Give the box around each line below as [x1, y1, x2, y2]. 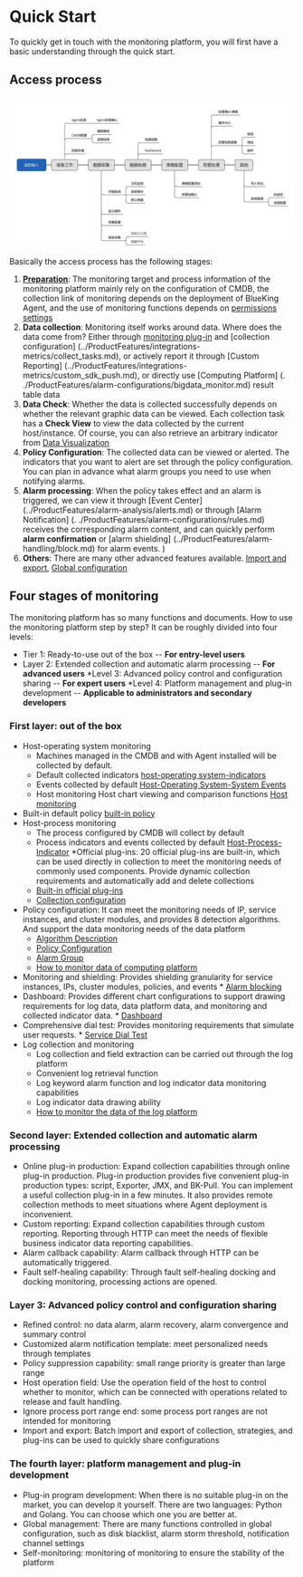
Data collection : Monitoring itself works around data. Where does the [22, 322, 282, 332]
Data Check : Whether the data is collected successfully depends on [22, 399, 278, 409]
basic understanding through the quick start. [9, 45, 175, 56]
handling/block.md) [22, 543, 96, 553]
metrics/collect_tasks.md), [22, 351, 122, 361]
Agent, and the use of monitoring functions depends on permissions [22, 302, 278, 313]
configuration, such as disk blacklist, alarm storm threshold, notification [22, 1528, 289, 1539]
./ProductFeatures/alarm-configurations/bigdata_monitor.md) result [22, 379, 274, 390]
